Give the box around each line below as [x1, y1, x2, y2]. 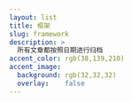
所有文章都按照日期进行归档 [17, 46, 104, 55]
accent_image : [9, 63, 62, 72]
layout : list [9, 12, 58, 22]
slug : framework [9, 29, 69, 38]
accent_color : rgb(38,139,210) [9, 54, 125, 63]
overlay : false [17, 79, 86, 88]
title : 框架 [9, 21, 50, 30]
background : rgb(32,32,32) [17, 71, 117, 80]
